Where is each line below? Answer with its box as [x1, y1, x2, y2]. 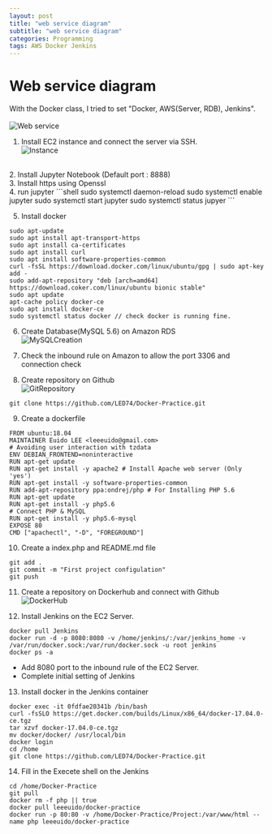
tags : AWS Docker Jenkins [9, 42, 97, 50]
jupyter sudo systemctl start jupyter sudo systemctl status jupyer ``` [9, 196, 235, 205]
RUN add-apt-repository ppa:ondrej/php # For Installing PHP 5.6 [9, 486, 235, 495]
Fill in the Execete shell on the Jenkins [20, 767, 149, 776]
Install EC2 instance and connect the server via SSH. [20, 137, 198, 147]
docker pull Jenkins [9, 627, 80, 635]
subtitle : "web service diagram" [9, 27, 123, 35]
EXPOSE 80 [9, 522, 43, 530]
